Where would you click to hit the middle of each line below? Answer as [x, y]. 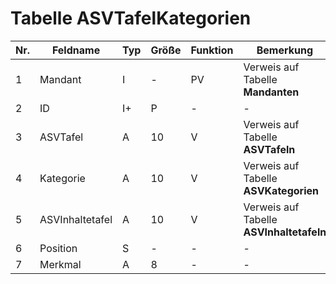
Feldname [76, 50]
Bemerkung [284, 50]
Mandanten [271, 92]
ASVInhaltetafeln [285, 232]
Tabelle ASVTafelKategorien [131, 18]
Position [58, 248]
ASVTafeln [269, 149]
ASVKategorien [281, 190]
